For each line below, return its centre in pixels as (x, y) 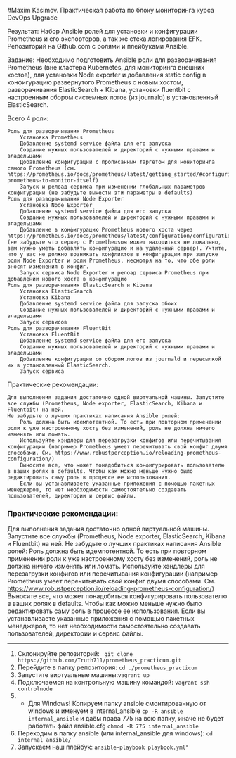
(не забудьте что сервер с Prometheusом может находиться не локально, (114, 242)
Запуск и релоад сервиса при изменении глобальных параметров (113, 187)
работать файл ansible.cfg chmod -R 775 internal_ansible (113, 726)
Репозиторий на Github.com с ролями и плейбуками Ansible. (98, 46)
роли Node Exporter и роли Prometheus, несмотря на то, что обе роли (111, 260)
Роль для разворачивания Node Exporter (66, 199)
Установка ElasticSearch (56, 291)
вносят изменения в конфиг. (48, 267)
